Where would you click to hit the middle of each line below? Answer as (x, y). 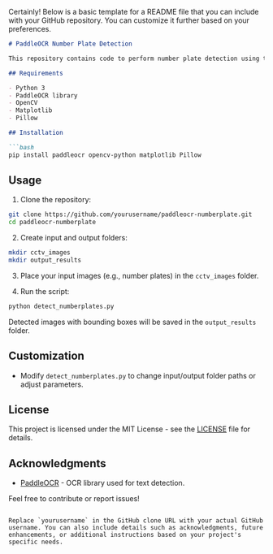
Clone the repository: (56, 200)
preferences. (30, 29)
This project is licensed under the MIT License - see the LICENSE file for (129, 429)
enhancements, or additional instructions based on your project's (125, 535)
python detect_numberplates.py (61, 306)
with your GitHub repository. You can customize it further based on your (129, 20)
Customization (47, 356)
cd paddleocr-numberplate (52, 223)
